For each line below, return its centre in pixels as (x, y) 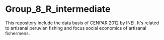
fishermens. (18, 33)
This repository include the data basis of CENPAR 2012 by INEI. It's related (82, 23)
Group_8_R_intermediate (58, 9)
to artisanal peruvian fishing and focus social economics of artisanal (76, 28)
